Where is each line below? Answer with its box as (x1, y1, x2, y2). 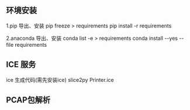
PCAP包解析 (6, 95, 51, 105)
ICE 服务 (6, 60, 36, 70)
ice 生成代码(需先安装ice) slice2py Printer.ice (6, 76, 114, 83)
